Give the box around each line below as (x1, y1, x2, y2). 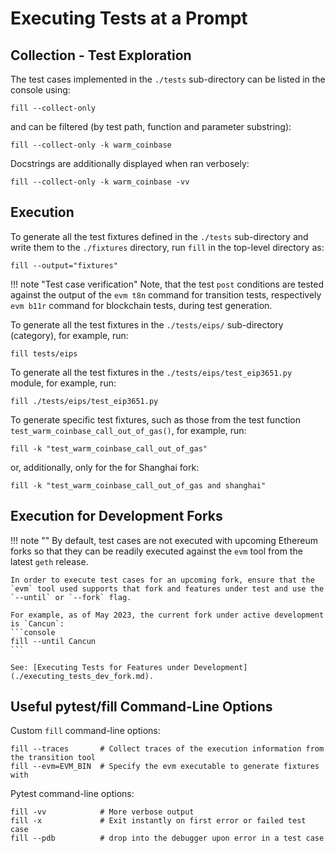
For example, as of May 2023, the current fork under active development (10, 610, 325, 620)
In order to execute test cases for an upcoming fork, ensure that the (10, 575, 315, 585)
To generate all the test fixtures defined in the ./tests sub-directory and (10, 230, 309, 242)
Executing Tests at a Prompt (10, 7, 248, 30)
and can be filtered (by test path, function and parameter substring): (10, 121, 292, 132)
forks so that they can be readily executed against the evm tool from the (10, 545, 303, 557)
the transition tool (10, 753, 97, 763)
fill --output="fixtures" (10, 260, 118, 271)
